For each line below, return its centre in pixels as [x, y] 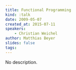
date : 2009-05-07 [24, 19]
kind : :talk [18, 15]
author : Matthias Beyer [30, 39]
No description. [22, 62]
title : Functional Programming [38, 10]
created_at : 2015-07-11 [30, 24]
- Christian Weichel [36, 33]
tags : [11, 48]
